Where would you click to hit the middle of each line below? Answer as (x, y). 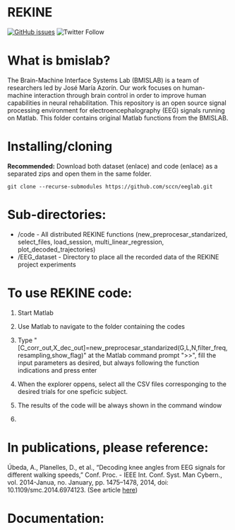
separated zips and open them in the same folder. (79, 174)
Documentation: (56, 518)
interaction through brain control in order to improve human (120, 95)
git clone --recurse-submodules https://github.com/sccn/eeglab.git (110, 186)
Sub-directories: (57, 215)
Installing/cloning (60, 147)
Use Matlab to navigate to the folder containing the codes (101, 326)
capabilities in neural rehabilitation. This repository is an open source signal (117, 103)
